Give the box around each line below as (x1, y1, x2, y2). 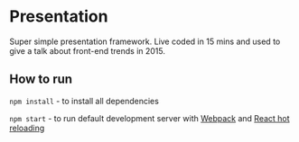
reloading (9, 122, 45, 133)
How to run (9, 72, 73, 87)
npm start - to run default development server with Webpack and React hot (9, 112, 291, 123)
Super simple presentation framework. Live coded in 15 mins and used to (9, 36, 281, 47)
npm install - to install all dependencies (9, 95, 160, 106)
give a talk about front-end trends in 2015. (9, 45, 165, 56)
